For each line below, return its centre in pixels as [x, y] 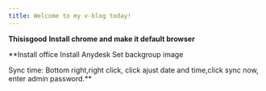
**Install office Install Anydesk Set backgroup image [96, 54]
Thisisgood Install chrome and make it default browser [102, 39]
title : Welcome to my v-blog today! [70, 16]
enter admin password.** [50, 78]
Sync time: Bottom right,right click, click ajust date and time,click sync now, [134, 70]
